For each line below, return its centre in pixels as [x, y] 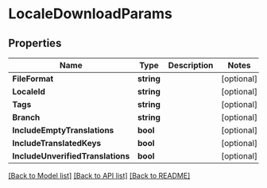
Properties [35, 43]
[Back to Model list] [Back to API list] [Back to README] [99, 176]
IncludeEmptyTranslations [63, 130]
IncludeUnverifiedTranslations [71, 156]
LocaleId [29, 92]
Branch [26, 117]
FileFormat [33, 79]
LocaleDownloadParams [91, 14]
